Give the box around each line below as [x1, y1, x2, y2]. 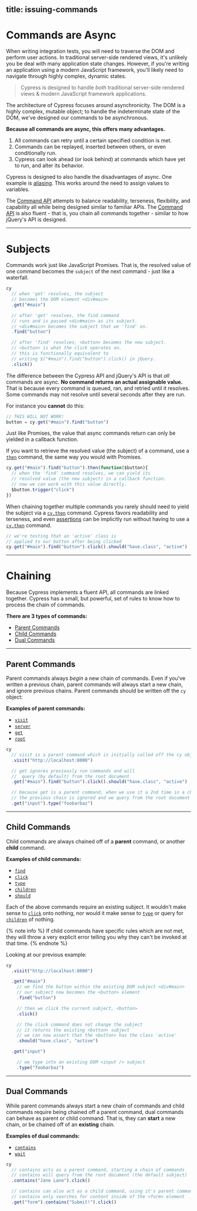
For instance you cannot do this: [6, 402, 85, 409]
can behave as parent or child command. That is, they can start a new [6, 1115, 176, 1122]
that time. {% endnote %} [6, 939, 68, 946]
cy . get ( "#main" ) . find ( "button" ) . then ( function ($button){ [6, 465, 148, 471]
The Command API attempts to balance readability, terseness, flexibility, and [6, 197, 191, 205]
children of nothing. [6, 916, 55, 923]
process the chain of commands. [6, 601, 86, 608]
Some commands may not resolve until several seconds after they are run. [6, 391, 186, 398]
